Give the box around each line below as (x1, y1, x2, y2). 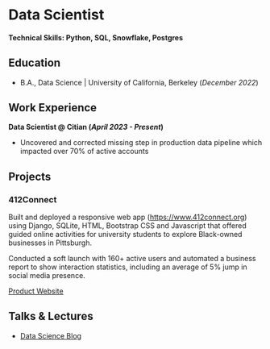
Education (8, 56, 61, 70)
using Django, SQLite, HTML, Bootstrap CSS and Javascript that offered (8, 221, 247, 231)
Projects (8, 169, 52, 183)
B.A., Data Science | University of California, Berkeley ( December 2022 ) (19, 77, 260, 87)
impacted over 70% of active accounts (19, 147, 149, 156)
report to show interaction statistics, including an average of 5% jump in (8, 262, 247, 272)
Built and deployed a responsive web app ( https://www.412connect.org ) (8, 212, 247, 222)
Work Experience (8, 101, 98, 114)
